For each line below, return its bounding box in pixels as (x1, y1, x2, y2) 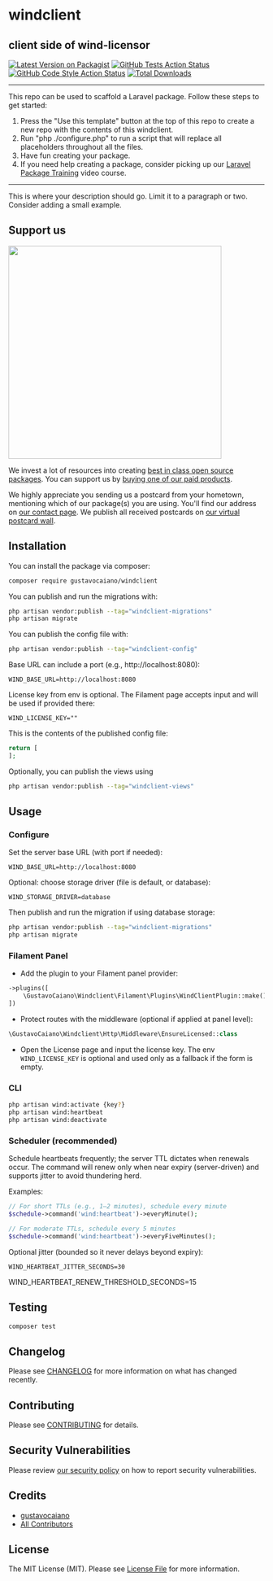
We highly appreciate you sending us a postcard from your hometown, (8, 490, 245, 500)
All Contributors (19, 1519, 73, 1529)
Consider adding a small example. (8, 200, 122, 209)
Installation (8, 539, 67, 553)
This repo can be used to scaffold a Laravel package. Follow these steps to (8, 92, 260, 101)
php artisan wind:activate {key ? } (8, 1101, 126, 1109)
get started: (8, 100, 47, 110)
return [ (8, 745, 38, 753)
